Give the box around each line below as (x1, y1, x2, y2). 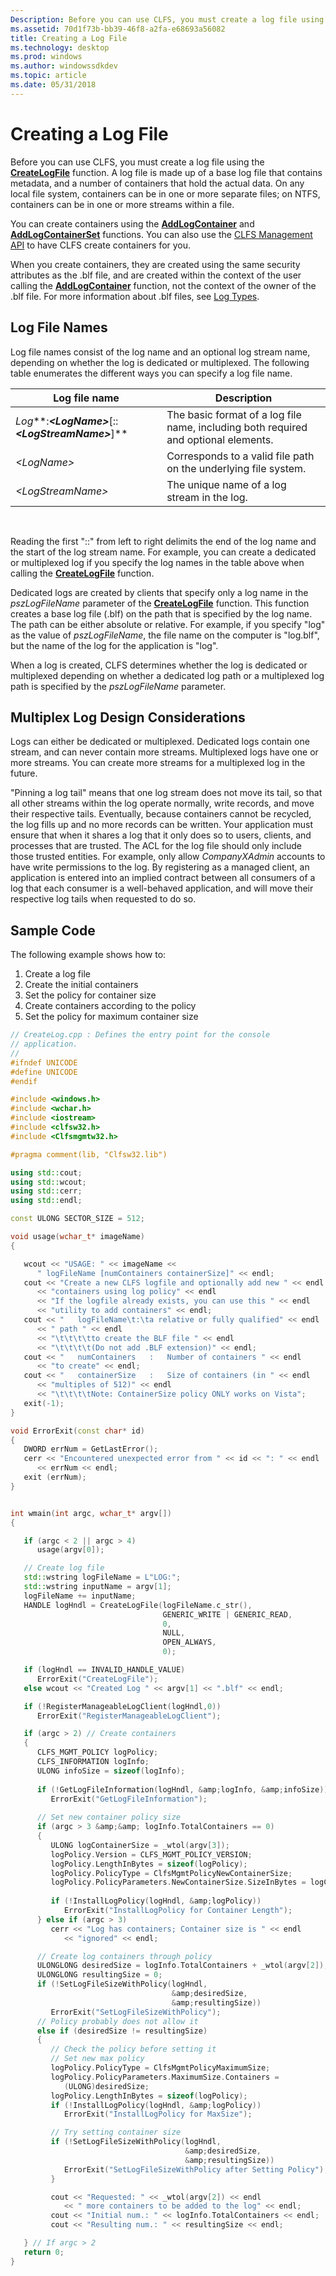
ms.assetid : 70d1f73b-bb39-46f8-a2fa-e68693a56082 (10, 24, 226, 34)
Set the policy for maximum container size (24, 1011, 199, 1023)
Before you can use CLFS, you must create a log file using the (10, 156, 265, 168)
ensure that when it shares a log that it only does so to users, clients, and (10, 829, 312, 841)
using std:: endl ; (10, 1196, 83, 1206)
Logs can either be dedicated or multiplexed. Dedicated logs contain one (10, 736, 310, 748)
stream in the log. (166, 490, 248, 504)
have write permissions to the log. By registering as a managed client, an (10, 861, 310, 873)
